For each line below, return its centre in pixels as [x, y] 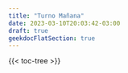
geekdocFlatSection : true [52, 38]
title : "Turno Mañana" [46, 16]
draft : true [28, 30]
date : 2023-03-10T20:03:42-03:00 [64, 23]
